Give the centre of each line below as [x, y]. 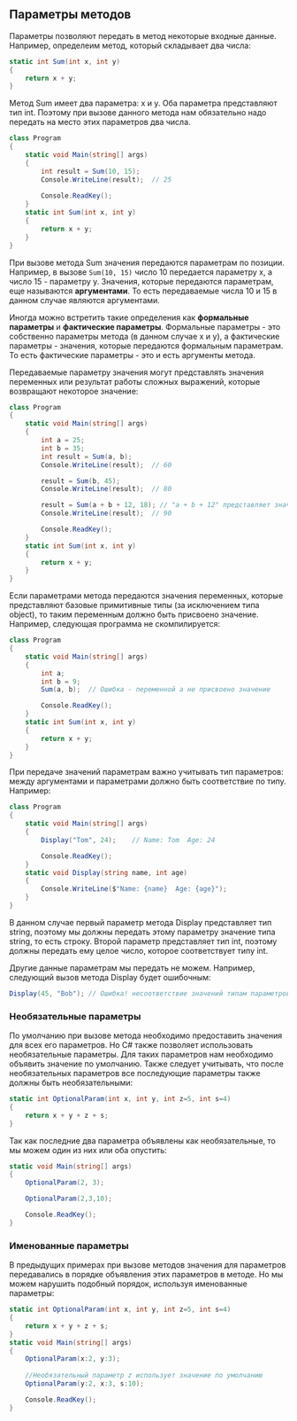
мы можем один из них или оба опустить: [88, 1150]
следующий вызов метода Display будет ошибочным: [110, 977]
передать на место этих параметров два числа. [100, 122]
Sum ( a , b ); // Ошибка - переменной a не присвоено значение [156, 690]
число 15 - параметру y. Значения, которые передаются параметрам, [141, 281]
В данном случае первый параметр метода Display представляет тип [141, 922]
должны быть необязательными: [71, 1083]
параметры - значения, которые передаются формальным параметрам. [146, 346]
